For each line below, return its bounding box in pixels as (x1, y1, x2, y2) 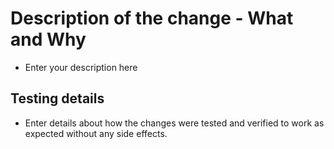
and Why (10, 28, 87, 51)
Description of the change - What (10, 7, 294, 30)
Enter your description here (24, 61, 138, 73)
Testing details (10, 90, 105, 107)
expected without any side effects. (24, 127, 168, 139)
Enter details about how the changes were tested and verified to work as (24, 117, 325, 129)
